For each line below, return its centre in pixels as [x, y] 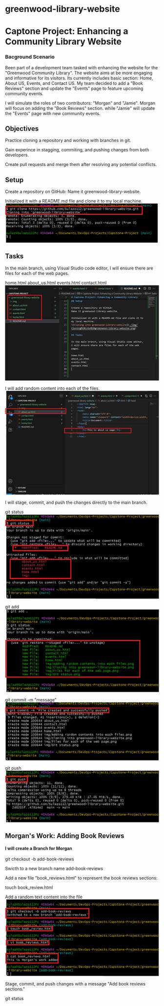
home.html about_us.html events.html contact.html [56, 283]
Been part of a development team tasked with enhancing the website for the [82, 67]
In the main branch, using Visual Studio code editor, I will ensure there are [79, 268]
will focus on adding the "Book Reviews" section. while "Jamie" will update [80, 108]
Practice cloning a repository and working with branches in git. [68, 141]
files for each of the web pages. [37, 273]
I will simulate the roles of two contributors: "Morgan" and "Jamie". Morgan [80, 103]
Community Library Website [63, 42]
